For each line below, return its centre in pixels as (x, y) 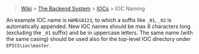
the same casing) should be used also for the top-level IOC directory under (99, 39)
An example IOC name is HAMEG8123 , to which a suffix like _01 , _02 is (89, 20)
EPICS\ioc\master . (28, 45)
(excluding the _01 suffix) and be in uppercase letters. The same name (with (99, 33)
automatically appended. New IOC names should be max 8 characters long (99, 26)
